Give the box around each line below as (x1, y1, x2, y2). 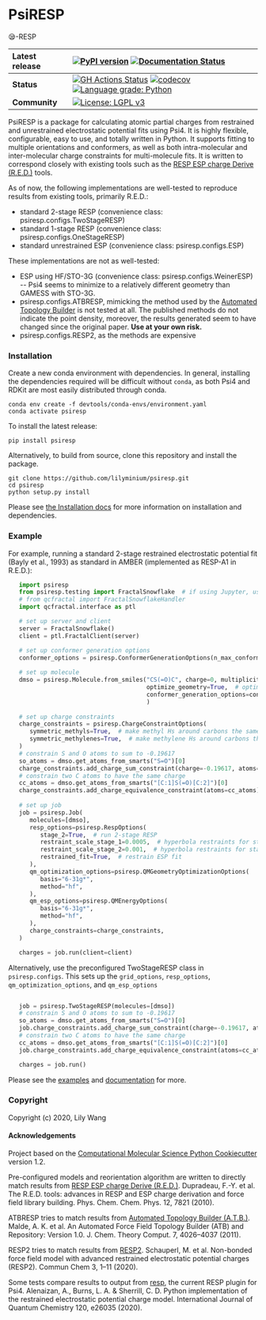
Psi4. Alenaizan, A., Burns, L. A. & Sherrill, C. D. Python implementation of (8, 1286, 248, 1295)
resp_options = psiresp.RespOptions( (28, 823, 147, 831)
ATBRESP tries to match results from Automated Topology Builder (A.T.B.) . (8, 1213, 251, 1223)
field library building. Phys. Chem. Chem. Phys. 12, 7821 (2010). (8, 1198, 215, 1207)
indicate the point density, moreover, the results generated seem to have (19, 314, 257, 323)
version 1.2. (8, 1157, 46, 1167)
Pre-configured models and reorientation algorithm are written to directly (8, 1172, 246, 1182)
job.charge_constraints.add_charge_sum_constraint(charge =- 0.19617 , (18, 1024, 249, 1033)
